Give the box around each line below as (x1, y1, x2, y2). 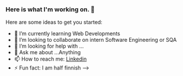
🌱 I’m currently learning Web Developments (14, 30, 121, 37)
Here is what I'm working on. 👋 (5, 5, 95, 14)
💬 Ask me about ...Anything (14, 49, 81, 56)
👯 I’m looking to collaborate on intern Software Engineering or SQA (14, 37, 177, 44)
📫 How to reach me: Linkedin (14, 55, 87, 62)
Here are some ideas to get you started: (5, 19, 103, 26)
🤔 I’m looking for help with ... (14, 42, 84, 49)
